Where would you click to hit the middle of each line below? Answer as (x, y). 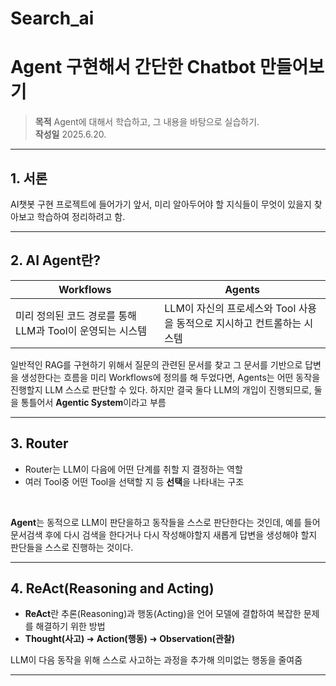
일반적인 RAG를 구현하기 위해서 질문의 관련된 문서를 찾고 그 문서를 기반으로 (156, 364)
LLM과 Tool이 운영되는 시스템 (81, 330)
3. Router (39, 443)
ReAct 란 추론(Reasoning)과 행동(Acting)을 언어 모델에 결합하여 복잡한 (163, 614)
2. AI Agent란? (55, 260)
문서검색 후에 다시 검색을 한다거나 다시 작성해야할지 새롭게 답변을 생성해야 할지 (164, 534)
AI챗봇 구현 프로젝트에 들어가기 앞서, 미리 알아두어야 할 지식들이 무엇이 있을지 (161, 204)
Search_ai (52, 18)
